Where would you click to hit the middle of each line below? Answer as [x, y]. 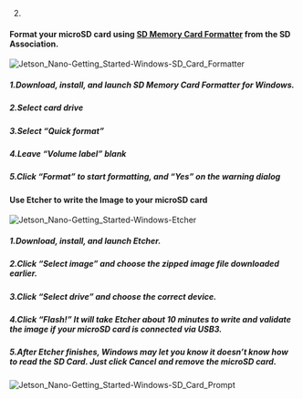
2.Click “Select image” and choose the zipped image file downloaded [145, 264]
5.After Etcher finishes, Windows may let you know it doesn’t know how [149, 352]
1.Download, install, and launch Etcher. [85, 240]
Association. [34, 44]
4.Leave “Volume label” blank [68, 153]
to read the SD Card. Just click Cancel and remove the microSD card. [143, 362]
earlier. [24, 273]
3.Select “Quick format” [57, 130]
